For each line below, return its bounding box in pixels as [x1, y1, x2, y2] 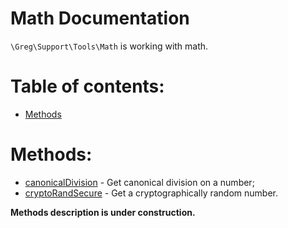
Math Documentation [10, 7, 190, 30]
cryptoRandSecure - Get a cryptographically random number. [24, 187, 279, 199]
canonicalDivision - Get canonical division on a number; [24, 176, 255, 188]
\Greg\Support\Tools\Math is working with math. [10, 40, 209, 52]
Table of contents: [10, 75, 165, 98]
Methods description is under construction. [10, 206, 196, 218]
